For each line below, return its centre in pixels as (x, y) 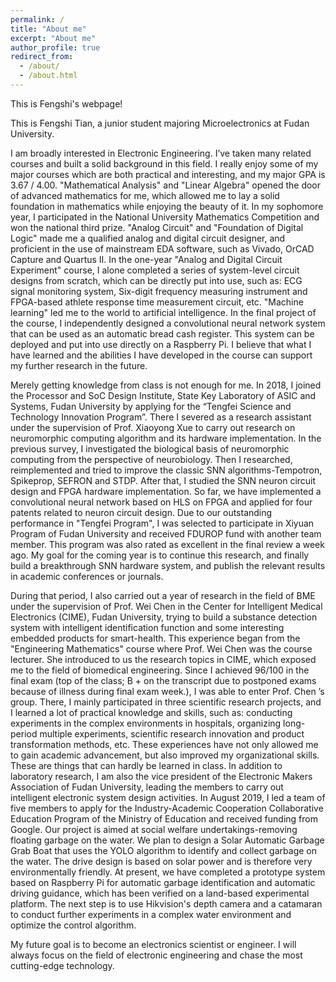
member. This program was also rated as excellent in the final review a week (167, 544)
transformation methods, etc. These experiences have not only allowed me (164, 744)
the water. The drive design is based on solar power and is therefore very (161, 861)
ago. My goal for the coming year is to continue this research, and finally (160, 555)
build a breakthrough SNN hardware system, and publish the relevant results (168, 565)
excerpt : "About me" (53, 38)
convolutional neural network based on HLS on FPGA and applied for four (161, 502)
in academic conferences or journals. (87, 576)
